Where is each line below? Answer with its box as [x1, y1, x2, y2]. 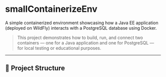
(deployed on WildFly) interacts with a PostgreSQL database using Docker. [5, 25, 157, 31]
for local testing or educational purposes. [17, 45, 101, 51]
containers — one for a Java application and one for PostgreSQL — [17, 39, 155, 45]
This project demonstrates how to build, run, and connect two [17, 35, 143, 40]
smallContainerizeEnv [5, 3, 98, 15]
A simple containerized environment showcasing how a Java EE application [5, 20, 159, 26]
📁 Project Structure [5, 64, 65, 73]
